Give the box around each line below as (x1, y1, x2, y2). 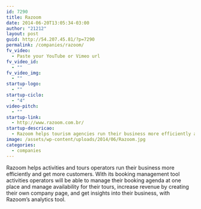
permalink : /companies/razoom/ (6, 42, 84, 48)
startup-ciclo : (6, 92, 44, 98)
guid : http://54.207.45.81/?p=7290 (6, 36, 95, 42)
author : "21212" (6, 25, 47, 32)
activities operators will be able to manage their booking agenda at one (6, 177, 181, 184)
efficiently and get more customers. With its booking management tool (6, 170, 180, 177)
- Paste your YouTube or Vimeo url (11, 53, 100, 59)
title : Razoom (6, 14, 42, 20)
